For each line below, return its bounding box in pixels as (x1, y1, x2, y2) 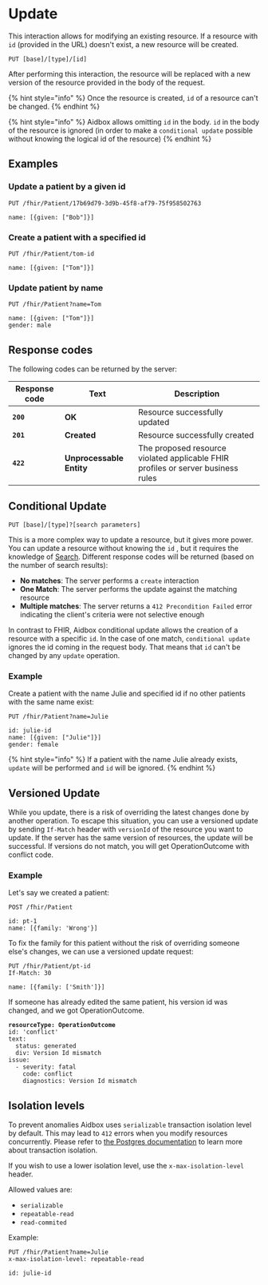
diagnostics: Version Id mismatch (22, 1077, 137, 1085)
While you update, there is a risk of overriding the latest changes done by (8, 807, 250, 817)
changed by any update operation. (8, 650, 120, 660)
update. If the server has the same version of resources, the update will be (8, 832, 254, 843)
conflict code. (8, 850, 54, 859)
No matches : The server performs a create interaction (19, 576, 199, 585)
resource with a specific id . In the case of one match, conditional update (8, 633, 250, 643)
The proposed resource (138, 442, 227, 454)
